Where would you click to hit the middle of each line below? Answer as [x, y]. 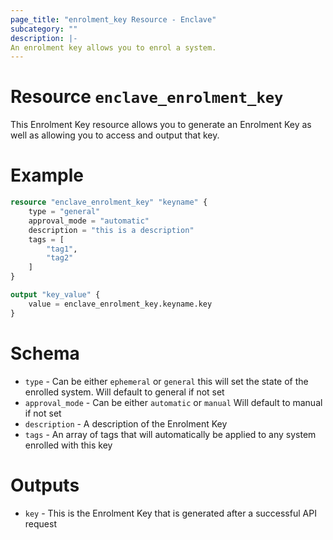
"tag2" [60, 258]
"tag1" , [62, 249]
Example [47, 175]
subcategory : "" [44, 29]
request [40, 523]
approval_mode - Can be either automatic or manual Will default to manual [173, 402]
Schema [45, 353]
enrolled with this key [68, 445]
